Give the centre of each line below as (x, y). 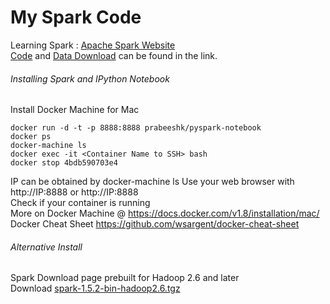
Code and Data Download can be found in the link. (114, 55)
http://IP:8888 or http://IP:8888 (74, 192)
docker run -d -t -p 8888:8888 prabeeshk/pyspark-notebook (136, 128)
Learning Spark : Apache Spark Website (93, 45)
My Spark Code (76, 17)
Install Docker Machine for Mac (75, 110)
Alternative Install (46, 247)
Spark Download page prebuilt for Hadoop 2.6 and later (125, 278)
